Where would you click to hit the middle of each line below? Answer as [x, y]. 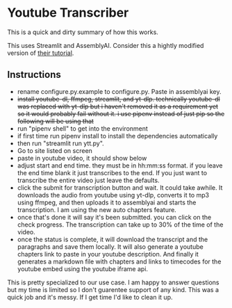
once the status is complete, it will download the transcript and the [113, 239]
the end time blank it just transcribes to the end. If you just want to [112, 172]
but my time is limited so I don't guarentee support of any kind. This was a [113, 289]
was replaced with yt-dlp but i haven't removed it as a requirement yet [118, 106]
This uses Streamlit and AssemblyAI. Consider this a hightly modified [106, 45]
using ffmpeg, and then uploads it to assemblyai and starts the [107, 202]
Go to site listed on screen [55, 150]
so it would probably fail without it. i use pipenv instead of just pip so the [121, 113]
